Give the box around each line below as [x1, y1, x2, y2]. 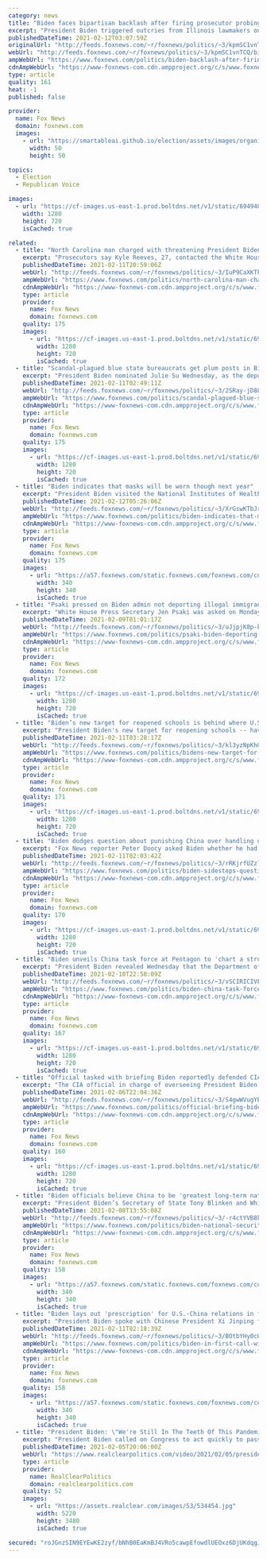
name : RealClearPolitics [29, 1472, 112, 1480]
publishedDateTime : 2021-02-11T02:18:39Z [22, 1325, 161, 1333]
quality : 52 [22, 1487, 62, 1495]
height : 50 [29, 152, 66, 160]
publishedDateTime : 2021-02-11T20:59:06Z [22, 261, 161, 269]
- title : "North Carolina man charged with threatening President [15, 246, 240, 254]
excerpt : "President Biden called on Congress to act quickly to [22, 1436, 244, 1444]
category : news [8, 11, 59, 20]
